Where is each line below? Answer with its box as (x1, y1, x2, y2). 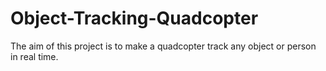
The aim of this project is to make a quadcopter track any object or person (10, 40, 317, 52)
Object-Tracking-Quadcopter (10, 7, 259, 30)
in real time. (10, 50, 59, 62)
